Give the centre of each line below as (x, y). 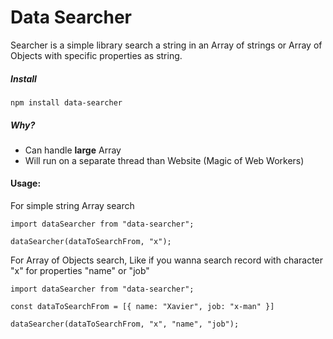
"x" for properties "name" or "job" (80, 271)
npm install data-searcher (66, 102)
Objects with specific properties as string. (96, 55)
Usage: (26, 183)
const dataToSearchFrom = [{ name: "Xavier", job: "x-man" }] (142, 307)
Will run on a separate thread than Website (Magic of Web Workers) (164, 160)
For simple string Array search (72, 206)
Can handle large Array (73, 150)
